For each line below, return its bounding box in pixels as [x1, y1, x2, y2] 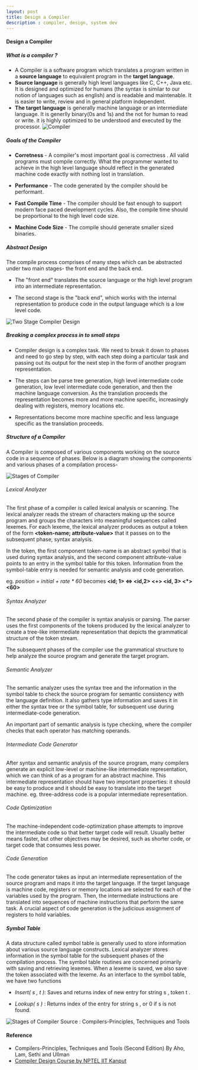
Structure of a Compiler [6, 433, 66, 441]
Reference [6, 1032, 33, 1039]
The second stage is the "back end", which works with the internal [14, 294, 177, 301]
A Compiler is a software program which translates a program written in [14, 66, 189, 73]
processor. [14, 123, 41, 130]
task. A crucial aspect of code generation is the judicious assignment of [6, 905, 181, 912]
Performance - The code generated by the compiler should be [14, 182, 168, 189]
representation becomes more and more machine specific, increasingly [14, 396, 189, 403]
